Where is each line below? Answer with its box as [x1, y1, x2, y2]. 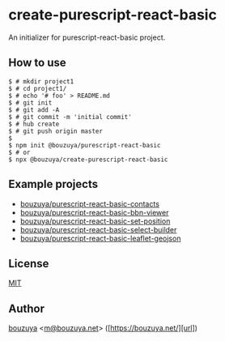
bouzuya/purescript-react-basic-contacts [19, 198, 160, 208]
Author [8, 301, 45, 315]
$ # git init [8, 99, 53, 107]
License [8, 257, 49, 271]
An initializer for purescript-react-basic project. [8, 32, 166, 42]
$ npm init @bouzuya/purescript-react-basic [8, 141, 161, 149]
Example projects [8, 177, 99, 191]
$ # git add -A [8, 105, 60, 114]
